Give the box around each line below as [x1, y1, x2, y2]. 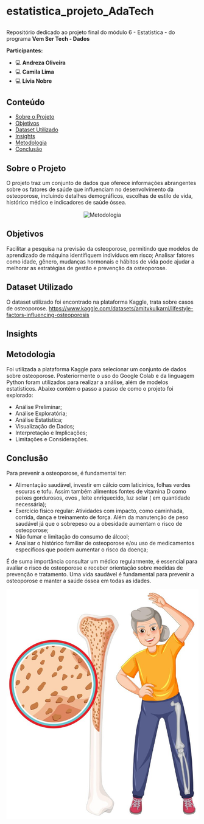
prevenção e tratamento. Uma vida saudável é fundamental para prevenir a [6, 570, 195, 578]
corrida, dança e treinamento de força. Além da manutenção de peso [15, 513, 189, 521]
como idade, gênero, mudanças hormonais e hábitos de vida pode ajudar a [6, 257, 195, 265]
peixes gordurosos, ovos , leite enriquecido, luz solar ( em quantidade [15, 494, 191, 501]
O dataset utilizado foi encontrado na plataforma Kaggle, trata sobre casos [6, 298, 194, 306]
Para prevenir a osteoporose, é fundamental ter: [6, 469, 127, 477]
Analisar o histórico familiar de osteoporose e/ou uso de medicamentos [15, 539, 195, 546]
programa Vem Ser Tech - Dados [6, 35, 90, 42]
